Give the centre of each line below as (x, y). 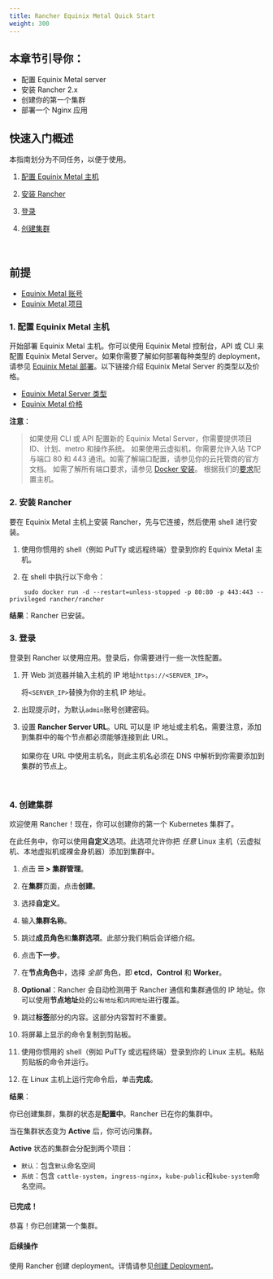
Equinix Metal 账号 (52, 293)
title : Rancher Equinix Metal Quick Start (82, 16)
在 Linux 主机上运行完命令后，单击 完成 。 (89, 1080)
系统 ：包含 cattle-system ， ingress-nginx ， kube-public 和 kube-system (137, 1176)
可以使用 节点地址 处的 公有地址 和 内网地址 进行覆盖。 (102, 1000)
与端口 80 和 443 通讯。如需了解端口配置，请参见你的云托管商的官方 (144, 459)
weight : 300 (29, 24)
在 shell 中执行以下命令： (63, 576)
